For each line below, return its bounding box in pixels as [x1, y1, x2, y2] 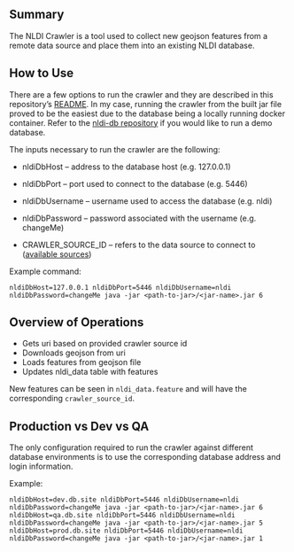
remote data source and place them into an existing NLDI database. [9, 40, 255, 51]
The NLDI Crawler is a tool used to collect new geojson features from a [9, 30, 268, 41]
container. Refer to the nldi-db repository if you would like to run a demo [9, 117, 273, 128]
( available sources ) [21, 248, 92, 260]
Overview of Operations [9, 315, 144, 330]
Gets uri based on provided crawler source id [21, 338, 188, 349]
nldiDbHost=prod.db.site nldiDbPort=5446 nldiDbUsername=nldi [9, 526, 244, 535]
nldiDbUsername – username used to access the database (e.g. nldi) [21, 195, 273, 206]
